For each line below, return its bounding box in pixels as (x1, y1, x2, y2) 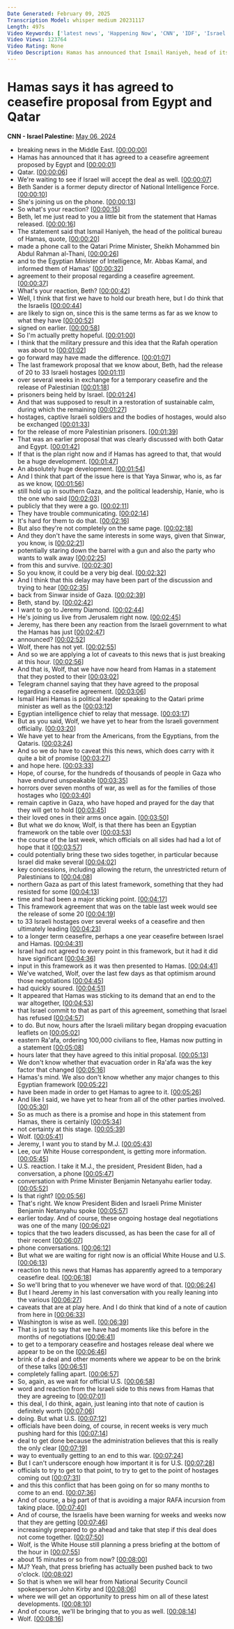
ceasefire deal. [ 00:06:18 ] (17, 1273, 92, 1281)
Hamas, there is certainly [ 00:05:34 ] (17, 1117, 122, 1126)
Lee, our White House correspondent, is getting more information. (17, 1147, 207, 1156)
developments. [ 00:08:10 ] (17, 1600, 92, 1608)
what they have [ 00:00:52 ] (17, 316, 94, 325)
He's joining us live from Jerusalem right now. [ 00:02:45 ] (17, 612, 181, 621)
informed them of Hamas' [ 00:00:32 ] (17, 264, 124, 272)
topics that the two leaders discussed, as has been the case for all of (17, 1228, 216, 1237)
